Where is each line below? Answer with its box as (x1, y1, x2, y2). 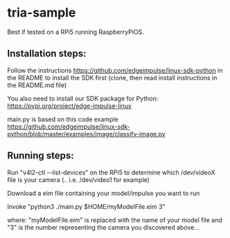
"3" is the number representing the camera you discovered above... (7, 223, 200, 231)
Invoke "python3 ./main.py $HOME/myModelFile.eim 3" (7, 202, 166, 210)
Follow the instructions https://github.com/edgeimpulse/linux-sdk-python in (7, 66, 223, 74)
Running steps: (7, 150, 74, 162)
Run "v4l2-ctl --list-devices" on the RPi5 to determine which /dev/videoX (7, 168, 216, 176)
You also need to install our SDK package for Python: (7, 94, 159, 102)
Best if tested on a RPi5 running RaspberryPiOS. (7, 28, 144, 36)
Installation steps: (7, 48, 87, 59)
